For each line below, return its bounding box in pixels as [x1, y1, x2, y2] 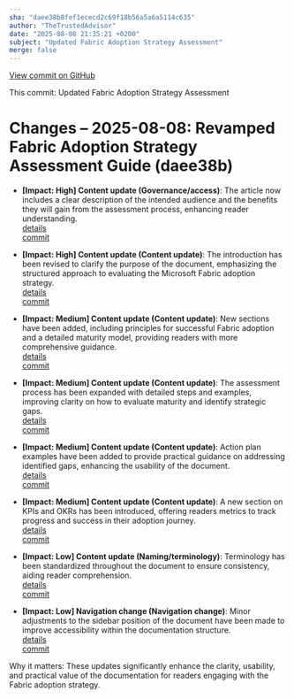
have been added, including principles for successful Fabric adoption [21, 323, 275, 334]
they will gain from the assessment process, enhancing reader [21, 204, 249, 215]
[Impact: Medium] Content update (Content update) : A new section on [21, 496, 283, 507]
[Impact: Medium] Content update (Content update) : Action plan [21, 442, 262, 452]
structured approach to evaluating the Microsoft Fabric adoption [21, 268, 256, 279]
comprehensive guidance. [21, 342, 117, 352]
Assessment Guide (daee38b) [9, 156, 234, 176]
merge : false [9, 46, 57, 55]
